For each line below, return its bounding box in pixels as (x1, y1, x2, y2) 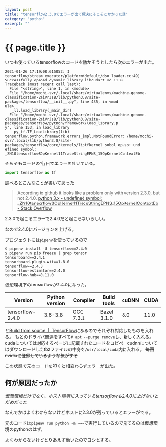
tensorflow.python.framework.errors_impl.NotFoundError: (5, 134, 125, 139)
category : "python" (5, 16, 45, 21)
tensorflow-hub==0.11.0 (5, 273, 54, 278)
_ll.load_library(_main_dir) (11, 108, 72, 113)
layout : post (5, 7, 32, 12)
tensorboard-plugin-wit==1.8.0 (5, 260, 70, 265)
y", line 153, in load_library (5, 125, 70, 130)
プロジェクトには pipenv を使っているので (5, 237, 88, 243)
